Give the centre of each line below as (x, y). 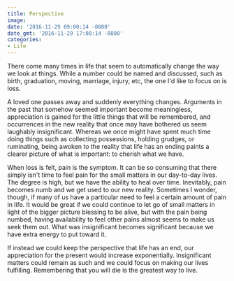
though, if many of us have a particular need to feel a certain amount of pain (117, 197)
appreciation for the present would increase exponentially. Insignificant (109, 255)
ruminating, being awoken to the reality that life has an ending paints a (108, 146)
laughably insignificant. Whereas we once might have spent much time (109, 131)
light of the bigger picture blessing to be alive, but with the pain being (107, 212)
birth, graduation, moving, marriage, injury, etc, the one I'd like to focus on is (117, 81)
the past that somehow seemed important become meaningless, (100, 109)
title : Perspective (36, 14)
